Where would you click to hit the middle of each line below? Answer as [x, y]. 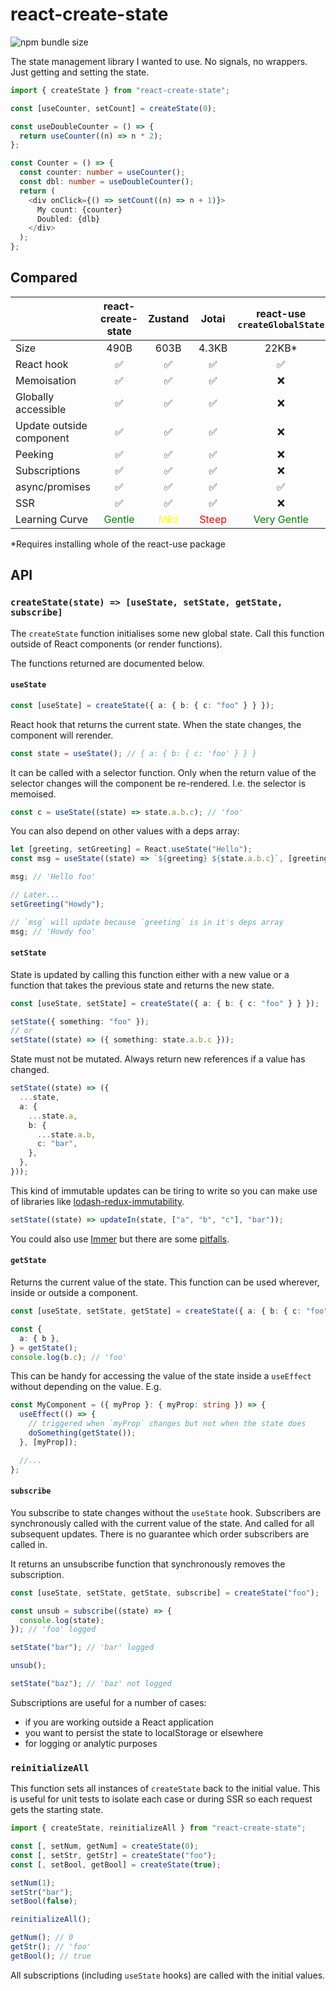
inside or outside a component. [74, 1293]
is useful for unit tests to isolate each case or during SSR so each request [161, 1799]
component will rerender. [62, 735]
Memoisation [46, 380]
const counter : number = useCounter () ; [102, 173]
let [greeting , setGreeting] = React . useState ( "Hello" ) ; [131, 849]
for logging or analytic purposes [91, 1743]
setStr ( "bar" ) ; [42, 1892]
